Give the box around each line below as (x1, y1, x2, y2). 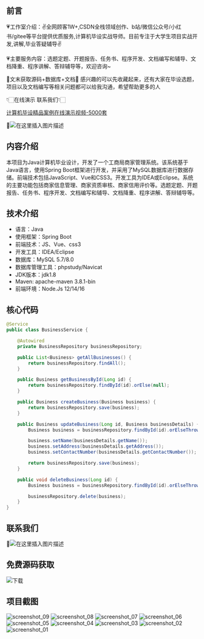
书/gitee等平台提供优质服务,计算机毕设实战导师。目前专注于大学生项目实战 (6, 32, 192, 39)
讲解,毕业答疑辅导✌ (13, 40, 62, 47)
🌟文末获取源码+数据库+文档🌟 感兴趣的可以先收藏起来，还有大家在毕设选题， (6, 75, 197, 83)
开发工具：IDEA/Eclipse (15, 248, 75, 256)
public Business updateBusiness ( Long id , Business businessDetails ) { (17, 421, 200, 427)
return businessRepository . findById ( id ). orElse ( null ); (28, 382, 170, 389)
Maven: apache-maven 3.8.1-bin (15, 278, 96, 285)
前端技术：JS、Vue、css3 (15, 241, 81, 248)
